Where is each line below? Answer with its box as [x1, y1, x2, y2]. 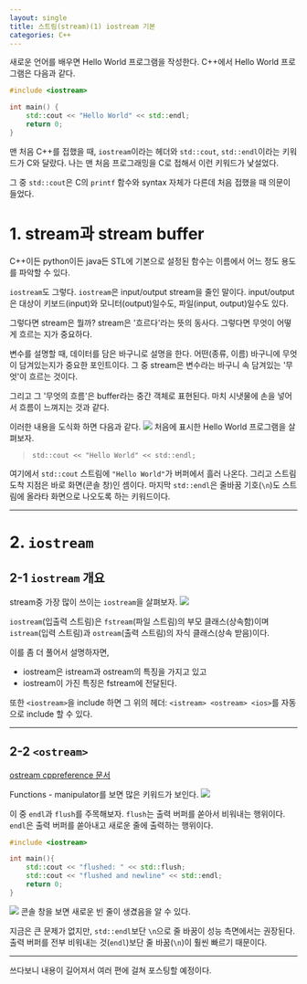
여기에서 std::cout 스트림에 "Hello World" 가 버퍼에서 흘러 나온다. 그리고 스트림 [9, 468, 297, 479]
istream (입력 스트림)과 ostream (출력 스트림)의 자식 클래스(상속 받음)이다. [9, 627, 270, 638]
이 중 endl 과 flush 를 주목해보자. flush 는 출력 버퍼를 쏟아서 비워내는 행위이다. [9, 808, 286, 819]
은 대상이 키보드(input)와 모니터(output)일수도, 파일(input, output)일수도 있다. [9, 298, 290, 309]
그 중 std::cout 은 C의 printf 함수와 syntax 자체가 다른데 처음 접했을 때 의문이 [9, 176, 291, 187]
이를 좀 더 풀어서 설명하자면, [9, 646, 110, 658]
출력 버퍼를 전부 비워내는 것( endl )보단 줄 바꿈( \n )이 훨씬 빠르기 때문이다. [9, 936, 268, 947]
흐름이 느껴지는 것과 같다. [18, 401, 110, 412]
